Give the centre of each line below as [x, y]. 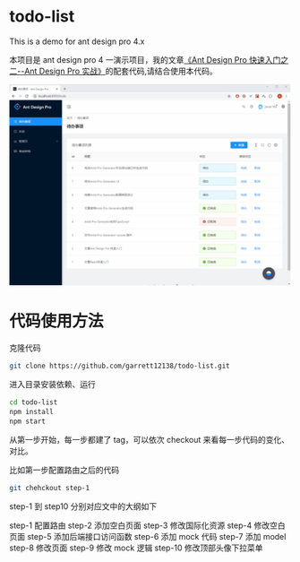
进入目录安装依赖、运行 [52, 385]
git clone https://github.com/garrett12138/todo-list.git [120, 366]
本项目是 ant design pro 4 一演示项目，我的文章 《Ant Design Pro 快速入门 [145, 59]
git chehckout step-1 [50, 488]
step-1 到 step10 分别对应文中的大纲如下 [83, 506]
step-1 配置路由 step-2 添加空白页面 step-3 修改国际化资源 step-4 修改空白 [147, 525]
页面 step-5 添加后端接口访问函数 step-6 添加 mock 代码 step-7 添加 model [148, 536]
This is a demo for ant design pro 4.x [77, 41]
